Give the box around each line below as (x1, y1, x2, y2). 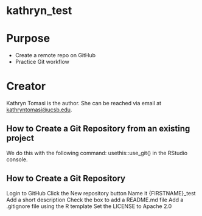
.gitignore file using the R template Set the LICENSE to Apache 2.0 (6, 202, 172, 210)
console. (6, 156, 29, 163)
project (6, 133, 35, 144)
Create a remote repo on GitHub (15, 52, 96, 59)
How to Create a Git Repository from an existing (6, 124, 190, 134)
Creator (6, 80, 46, 93)
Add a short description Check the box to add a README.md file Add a (6, 196, 184, 203)
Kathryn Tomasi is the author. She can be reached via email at (6, 100, 162, 107)
